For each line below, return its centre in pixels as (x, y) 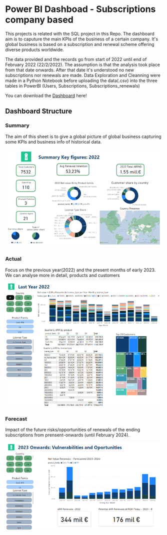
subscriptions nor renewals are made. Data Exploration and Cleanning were (83, 75)
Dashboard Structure (39, 111)
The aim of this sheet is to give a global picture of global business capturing (83, 136)
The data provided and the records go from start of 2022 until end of (76, 59)
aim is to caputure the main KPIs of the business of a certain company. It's (82, 39)
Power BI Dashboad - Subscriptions (80, 9)
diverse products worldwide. (34, 49)
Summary (17, 125)
